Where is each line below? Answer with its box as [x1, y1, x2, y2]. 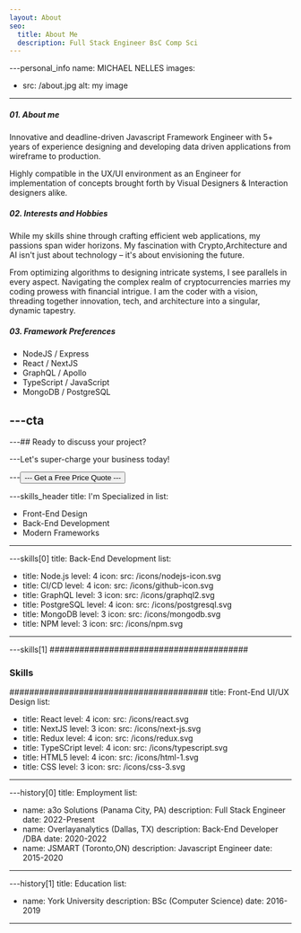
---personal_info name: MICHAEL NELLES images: [9, 63, 195, 74]
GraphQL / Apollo [21, 367, 87, 378]
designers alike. [9, 188, 68, 198]
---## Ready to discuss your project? [9, 436, 147, 447]
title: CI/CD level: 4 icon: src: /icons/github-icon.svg [21, 580, 214, 591]
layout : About [9, 13, 63, 22]
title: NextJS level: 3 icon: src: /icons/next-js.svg [21, 724, 202, 735]
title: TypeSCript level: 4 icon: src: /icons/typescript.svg [21, 743, 228, 753]
